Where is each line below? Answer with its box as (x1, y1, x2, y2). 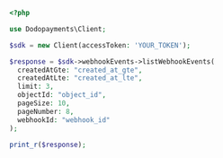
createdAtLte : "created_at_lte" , (17, 74, 143, 83)
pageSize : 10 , (17, 99, 70, 108)
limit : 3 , (17, 82, 54, 92)
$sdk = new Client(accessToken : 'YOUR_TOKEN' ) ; (9, 40, 192, 49)
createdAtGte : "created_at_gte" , (17, 66, 143, 75)
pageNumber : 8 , (17, 107, 75, 116)
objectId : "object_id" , (17, 91, 106, 100)
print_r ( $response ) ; (9, 140, 87, 149)
